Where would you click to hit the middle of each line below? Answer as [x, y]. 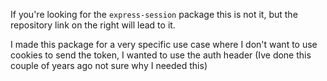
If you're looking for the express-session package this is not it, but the [154, 14]
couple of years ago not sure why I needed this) [109, 65]
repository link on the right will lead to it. [93, 25]
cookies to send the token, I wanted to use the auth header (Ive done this [161, 55]
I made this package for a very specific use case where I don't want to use [164, 44]
